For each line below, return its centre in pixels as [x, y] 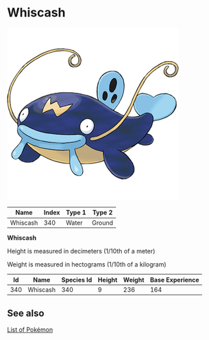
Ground [103, 223]
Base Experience [175, 280]
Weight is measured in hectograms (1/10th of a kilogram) [87, 264]
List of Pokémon [30, 330]
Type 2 [102, 213]
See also [26, 313]
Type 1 [76, 213]
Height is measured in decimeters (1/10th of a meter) [81, 251]
